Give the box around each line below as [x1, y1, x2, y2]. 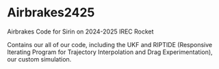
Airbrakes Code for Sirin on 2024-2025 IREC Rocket [7, 27, 154, 36]
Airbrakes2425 [7, 5, 95, 20]
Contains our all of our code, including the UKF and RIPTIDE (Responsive [7, 40, 213, 49]
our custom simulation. [7, 55, 72, 63]
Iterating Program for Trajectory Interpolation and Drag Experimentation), [7, 48, 214, 56]
